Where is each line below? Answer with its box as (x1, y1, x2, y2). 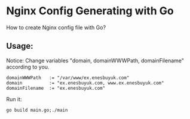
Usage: (6, 41, 34, 51)
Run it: (6, 95, 22, 102)
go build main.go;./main (6, 107, 68, 113)
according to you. (6, 63, 50, 70)
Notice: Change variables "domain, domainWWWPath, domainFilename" (6, 57, 184, 64)
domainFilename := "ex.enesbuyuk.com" (6, 85, 106, 91)
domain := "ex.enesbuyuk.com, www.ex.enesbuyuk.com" (6, 80, 164, 86)
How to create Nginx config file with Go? (6, 24, 106, 31)
